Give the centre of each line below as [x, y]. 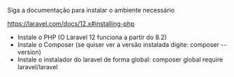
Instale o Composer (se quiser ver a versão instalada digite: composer [118, 44]
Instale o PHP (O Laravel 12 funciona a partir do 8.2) [92, 37]
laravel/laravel [37, 67]
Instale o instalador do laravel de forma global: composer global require [120, 59]
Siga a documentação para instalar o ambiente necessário [91, 10]
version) [29, 52]
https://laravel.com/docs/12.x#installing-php [71, 23]
